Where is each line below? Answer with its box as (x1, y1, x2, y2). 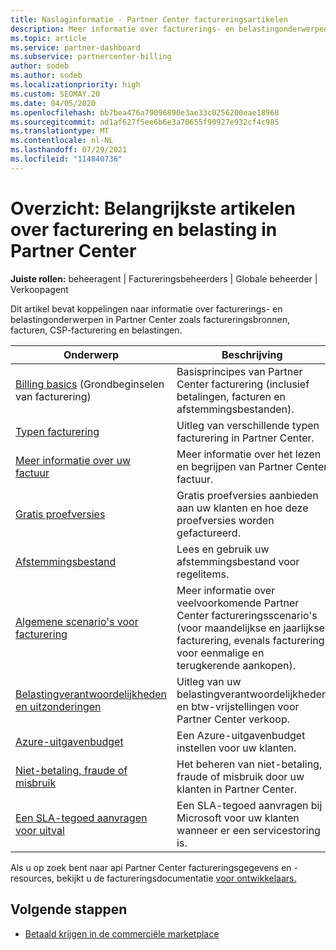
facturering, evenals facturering (176, 633, 325, 647)
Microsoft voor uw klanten (176, 811, 300, 825)
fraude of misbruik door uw (176, 769, 305, 783)
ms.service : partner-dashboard (10, 42, 141, 53)
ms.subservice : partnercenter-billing (10, 52, 172, 62)
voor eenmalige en (176, 646, 265, 660)
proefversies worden (176, 513, 275, 527)
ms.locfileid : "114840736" (10, 154, 123, 164)
